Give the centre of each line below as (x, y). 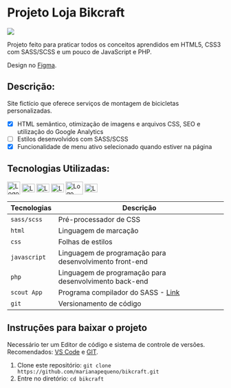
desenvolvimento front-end (103, 261)
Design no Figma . (32, 65)
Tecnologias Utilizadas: (58, 169)
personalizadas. (30, 111)
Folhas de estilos (85, 242)
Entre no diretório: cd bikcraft (60, 378)
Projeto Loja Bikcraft (66, 13)
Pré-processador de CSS (99, 219)
